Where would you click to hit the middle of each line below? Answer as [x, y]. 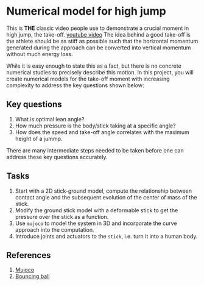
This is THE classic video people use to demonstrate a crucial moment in [98, 28]
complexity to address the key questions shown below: [75, 85]
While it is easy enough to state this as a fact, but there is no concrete [94, 66]
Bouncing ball [32, 276]
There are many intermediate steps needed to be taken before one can [95, 150]
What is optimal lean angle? [50, 119]
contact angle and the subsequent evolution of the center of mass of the [106, 197]
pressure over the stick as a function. [62, 216]
